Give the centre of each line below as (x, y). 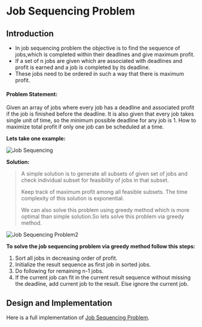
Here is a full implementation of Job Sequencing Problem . (78, 318)
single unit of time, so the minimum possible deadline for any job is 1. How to (101, 121)
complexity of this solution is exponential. (73, 199)
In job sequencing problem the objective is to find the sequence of (97, 48)
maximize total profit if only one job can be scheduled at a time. (85, 127)
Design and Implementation (59, 303)
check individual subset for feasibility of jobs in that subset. (95, 180)
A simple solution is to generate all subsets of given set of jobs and (104, 174)
